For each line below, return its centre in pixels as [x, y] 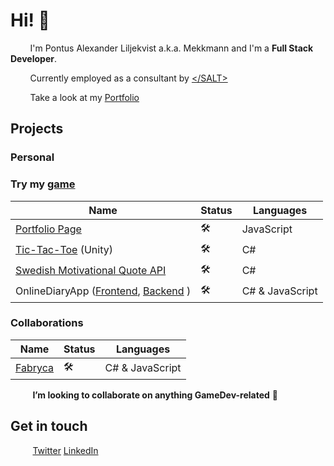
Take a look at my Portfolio [84, 97]
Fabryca [35, 368]
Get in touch [49, 426]
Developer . [33, 58]
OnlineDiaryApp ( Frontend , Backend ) [103, 291]
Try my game [43, 184]
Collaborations [47, 323]
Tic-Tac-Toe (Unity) [64, 250]
